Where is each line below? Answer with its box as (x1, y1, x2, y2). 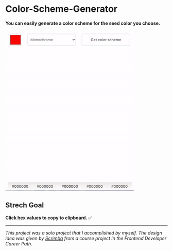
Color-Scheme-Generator (5, 3, 118, 15)
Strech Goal (5, 201, 44, 210)
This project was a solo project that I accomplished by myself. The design (5, 229, 162, 236)
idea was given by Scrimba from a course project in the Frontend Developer (5, 235, 167, 241)
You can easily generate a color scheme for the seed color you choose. (5, 20, 161, 26)
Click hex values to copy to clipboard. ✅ (5, 214, 93, 221)
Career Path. (5, 240, 32, 247)
